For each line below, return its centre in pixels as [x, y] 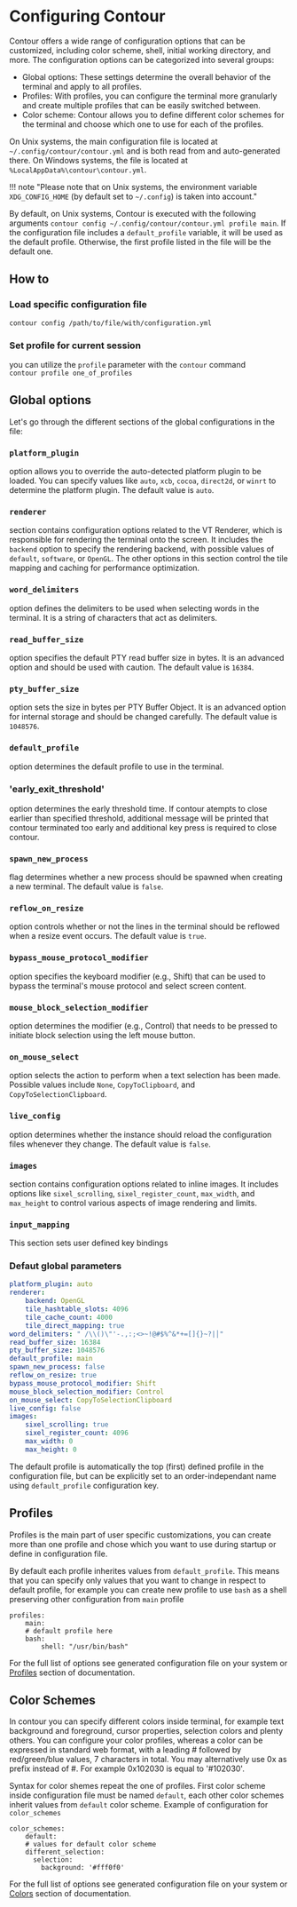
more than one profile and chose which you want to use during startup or [143, 1544]
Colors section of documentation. [70, 1894]
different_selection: [65, 1852]
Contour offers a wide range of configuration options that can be [127, 41]
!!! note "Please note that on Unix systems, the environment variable [133, 187]
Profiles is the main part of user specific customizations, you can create [141, 1535]
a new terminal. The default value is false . [86, 886]
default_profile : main [51, 1359]
